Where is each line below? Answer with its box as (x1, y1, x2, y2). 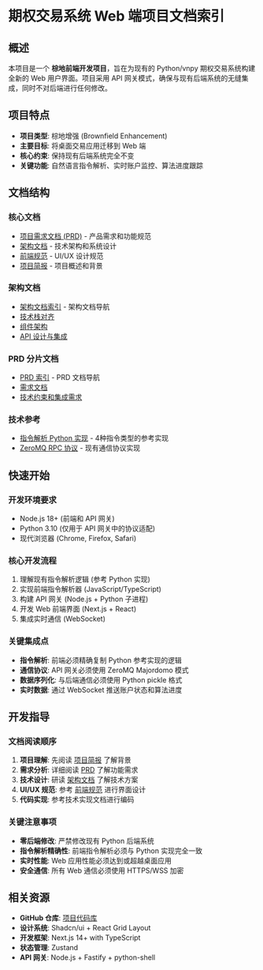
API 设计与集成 (19, 331, 69, 340)
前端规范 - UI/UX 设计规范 (19, 250, 104, 261)
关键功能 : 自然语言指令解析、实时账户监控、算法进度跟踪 (19, 160, 203, 170)
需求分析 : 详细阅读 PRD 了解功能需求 (19, 765, 139, 775)
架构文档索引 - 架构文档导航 (19, 302, 110, 311)
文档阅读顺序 (8, 735, 57, 746)
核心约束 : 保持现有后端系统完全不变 (19, 151, 135, 160)
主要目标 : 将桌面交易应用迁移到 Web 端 (19, 141, 146, 150)
